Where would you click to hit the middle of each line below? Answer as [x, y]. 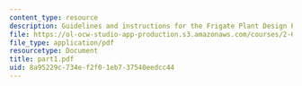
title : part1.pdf [42, 59]
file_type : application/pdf [62, 43]
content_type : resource [54, 17]
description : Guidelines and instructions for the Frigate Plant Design [148, 26]
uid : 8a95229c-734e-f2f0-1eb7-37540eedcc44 [92, 68]
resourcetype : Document [54, 51]
